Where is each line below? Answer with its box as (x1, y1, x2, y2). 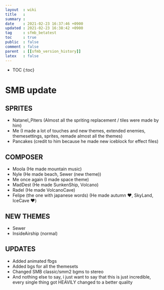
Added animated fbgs (12, 258, 57, 264)
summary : (5, 16, 26, 21)
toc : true (5, 35, 37, 40)
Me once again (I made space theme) (12, 177, 89, 183)
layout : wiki (5, 7, 37, 12)
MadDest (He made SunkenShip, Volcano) (12, 182, 99, 188)
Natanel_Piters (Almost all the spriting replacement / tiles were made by (12, 117, 159, 123)
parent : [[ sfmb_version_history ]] (5, 49, 81, 54)
